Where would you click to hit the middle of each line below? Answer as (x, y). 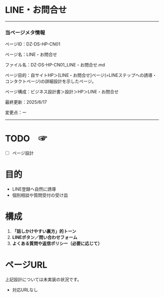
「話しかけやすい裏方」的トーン (44, 231)
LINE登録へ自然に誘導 (34, 189)
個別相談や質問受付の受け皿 (40, 195)
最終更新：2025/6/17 (26, 102)
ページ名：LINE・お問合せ (31, 55)
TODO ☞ (26, 138)
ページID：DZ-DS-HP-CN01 (33, 44)
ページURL (26, 265)
